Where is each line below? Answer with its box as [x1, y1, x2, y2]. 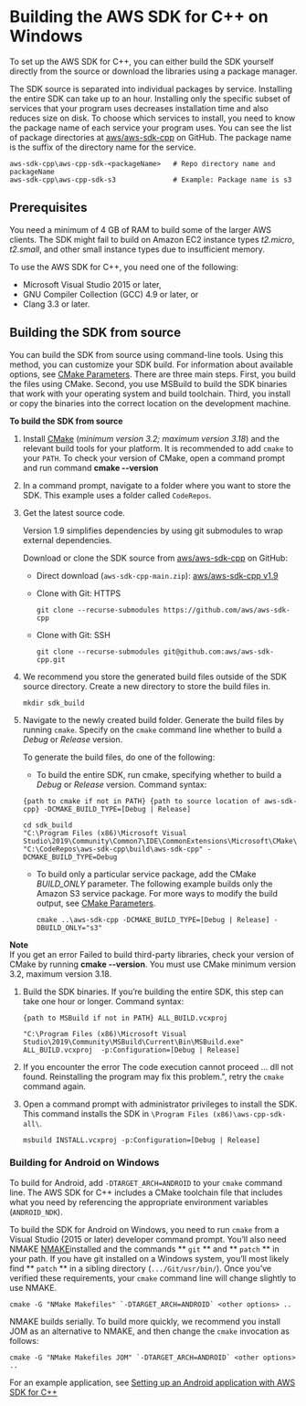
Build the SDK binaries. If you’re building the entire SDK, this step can [22, 986, 284, 997]
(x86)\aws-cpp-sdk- [212, 1109, 287, 1119]
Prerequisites [9, 200, 88, 215]
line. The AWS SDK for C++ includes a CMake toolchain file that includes [9, 1187, 283, 1198]
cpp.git [36, 655, 66, 664]
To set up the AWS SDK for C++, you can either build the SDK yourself [9, 56, 274, 67]
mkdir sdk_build [22, 698, 85, 708]
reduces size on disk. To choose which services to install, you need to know [9, 112, 296, 123]
